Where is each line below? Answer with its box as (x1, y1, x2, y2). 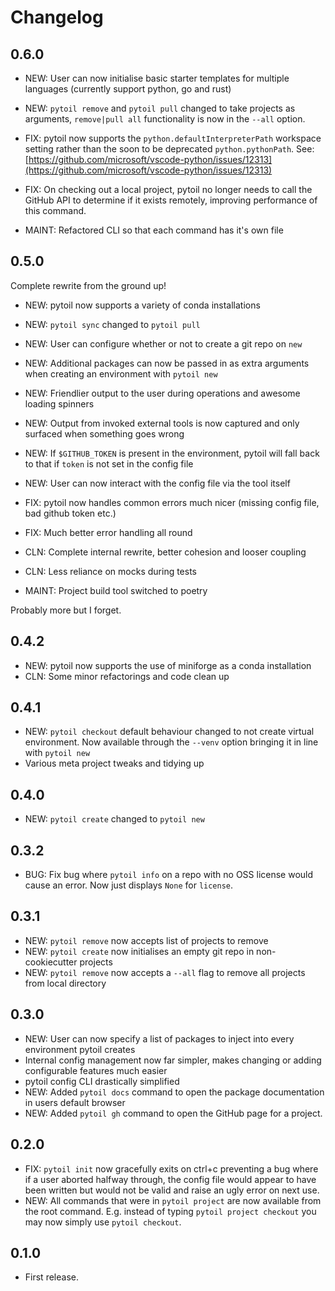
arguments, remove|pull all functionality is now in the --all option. (24, 113, 306, 125)
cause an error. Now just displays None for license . (24, 879, 234, 891)
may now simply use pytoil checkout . (24, 1216, 182, 1228)
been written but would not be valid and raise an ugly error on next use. (24, 1184, 320, 1196)
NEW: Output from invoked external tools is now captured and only (24, 417, 300, 429)
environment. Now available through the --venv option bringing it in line (24, 736, 319, 748)
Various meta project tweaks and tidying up (24, 757, 205, 770)
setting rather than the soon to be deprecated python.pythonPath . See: (24, 143, 315, 155)
